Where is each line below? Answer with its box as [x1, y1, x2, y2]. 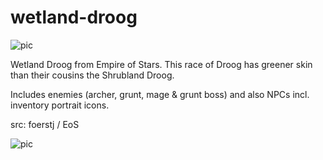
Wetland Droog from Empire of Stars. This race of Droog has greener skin [10, 58, 313, 70]
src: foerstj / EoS [10, 118, 80, 130]
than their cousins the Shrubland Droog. [10, 69, 175, 81]
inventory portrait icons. [10, 99, 110, 111]
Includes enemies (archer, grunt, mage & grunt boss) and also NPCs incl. [10, 88, 310, 100]
